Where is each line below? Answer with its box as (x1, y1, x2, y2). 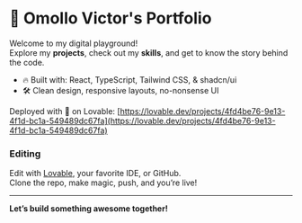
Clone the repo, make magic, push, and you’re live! (9, 177, 198, 188)
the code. (9, 57, 45, 67)
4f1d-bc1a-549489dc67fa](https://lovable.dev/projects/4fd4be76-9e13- (9, 115, 276, 126)
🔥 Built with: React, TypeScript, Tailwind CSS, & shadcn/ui (22, 74, 237, 85)
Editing (9, 147, 41, 160)
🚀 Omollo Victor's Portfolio (9, 8, 212, 29)
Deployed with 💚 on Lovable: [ (9, 105, 120, 116)
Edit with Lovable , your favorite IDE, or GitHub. (9, 168, 182, 179)
